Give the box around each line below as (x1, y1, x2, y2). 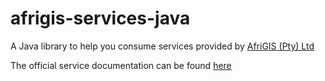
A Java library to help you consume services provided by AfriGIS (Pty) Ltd (10, 40, 315, 52)
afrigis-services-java (10, 7, 191, 30)
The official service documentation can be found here (10, 59, 232, 71)
